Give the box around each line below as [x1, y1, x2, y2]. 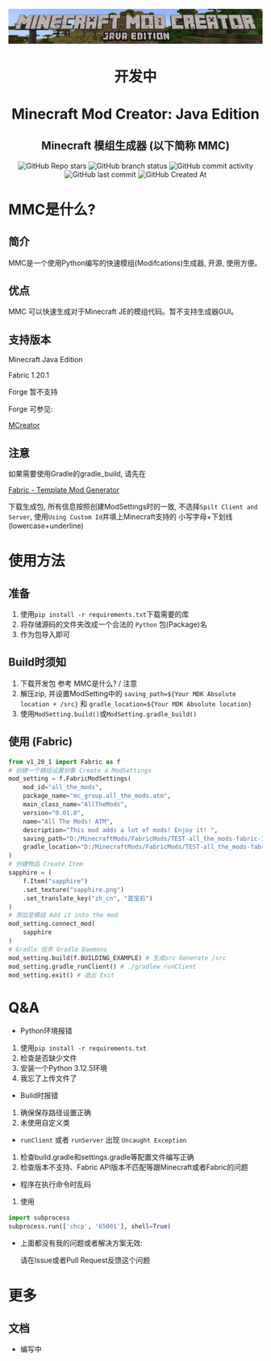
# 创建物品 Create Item [8, 860, 83, 869]
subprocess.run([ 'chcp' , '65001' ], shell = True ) [8, 1223, 172, 1231]
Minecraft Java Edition [8, 355, 83, 365]
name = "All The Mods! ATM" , [23, 818, 114, 826]
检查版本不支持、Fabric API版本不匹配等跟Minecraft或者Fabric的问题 [19, 1162, 248, 1173]
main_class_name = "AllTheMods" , [23, 801, 128, 809]
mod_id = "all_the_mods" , [23, 784, 103, 792]
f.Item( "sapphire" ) [23, 877, 89, 885]
